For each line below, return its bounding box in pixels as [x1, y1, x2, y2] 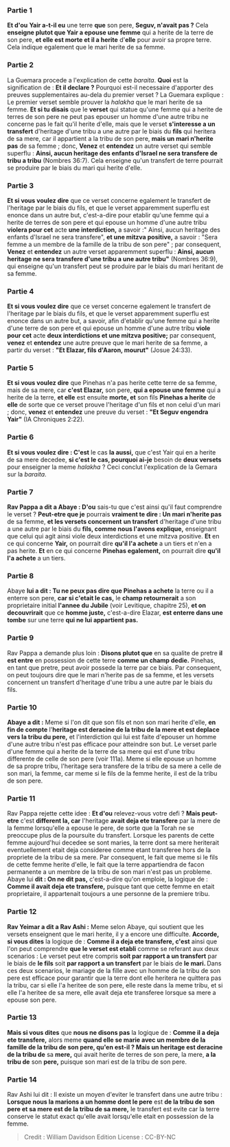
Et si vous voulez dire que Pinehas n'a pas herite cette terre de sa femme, [7, 379, 218, 387]
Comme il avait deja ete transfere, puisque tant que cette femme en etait [7, 882, 215, 891]
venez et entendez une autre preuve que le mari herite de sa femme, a [7, 339, 208, 347]
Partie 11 [7, 794, 36, 803]
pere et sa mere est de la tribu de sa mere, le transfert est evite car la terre [7, 1105, 220, 1113]
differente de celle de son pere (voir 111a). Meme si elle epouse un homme [7, 754, 217, 763]
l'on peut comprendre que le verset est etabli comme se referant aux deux [7, 944, 219, 952]
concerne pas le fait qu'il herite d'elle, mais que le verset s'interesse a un [7, 120, 216, 128]
